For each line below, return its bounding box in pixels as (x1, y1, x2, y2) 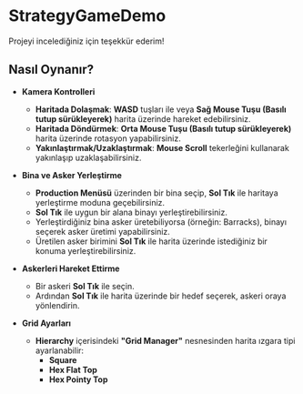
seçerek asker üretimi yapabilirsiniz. (35, 226, 170, 237)
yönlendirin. (35, 299, 80, 310)
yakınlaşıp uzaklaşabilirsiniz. (35, 152, 142, 163)
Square (48, 354, 77, 365)
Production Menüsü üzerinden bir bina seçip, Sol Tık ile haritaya (35, 187, 278, 198)
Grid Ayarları (21, 318, 72, 328)
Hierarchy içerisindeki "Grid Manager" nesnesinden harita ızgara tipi (35, 335, 296, 346)
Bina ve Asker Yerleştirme (21, 169, 122, 180)
